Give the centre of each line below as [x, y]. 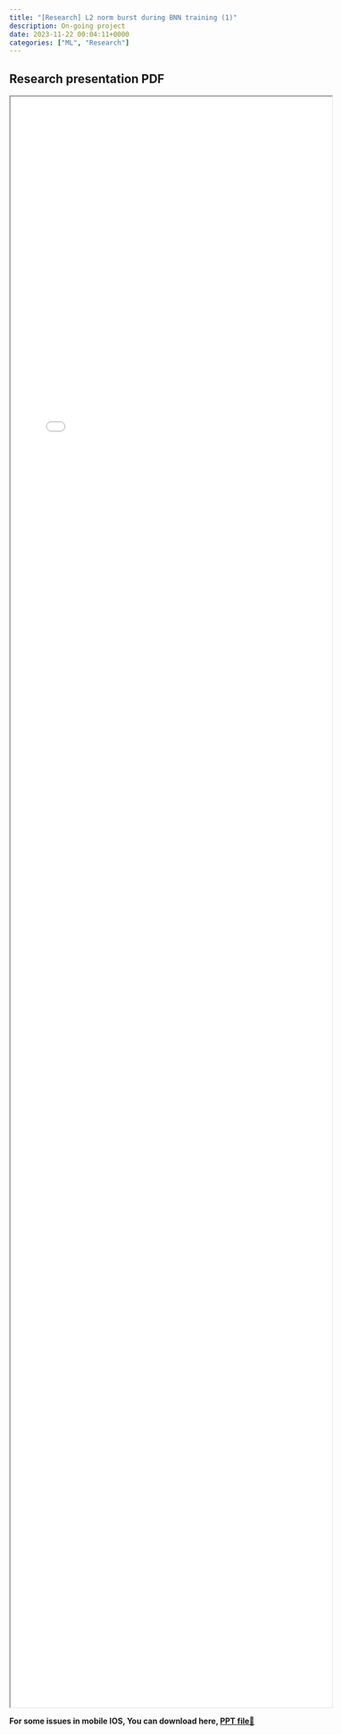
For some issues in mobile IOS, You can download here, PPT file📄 [132, 1721]
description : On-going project [67, 26]
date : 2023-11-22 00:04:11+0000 [69, 34]
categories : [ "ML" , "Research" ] [69, 43]
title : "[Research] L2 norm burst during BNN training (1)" [124, 17]
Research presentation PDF [87, 78]
